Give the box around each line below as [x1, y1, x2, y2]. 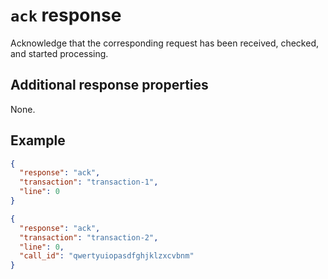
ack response [10, 4, 122, 27]
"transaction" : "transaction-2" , [19, 232, 159, 243]
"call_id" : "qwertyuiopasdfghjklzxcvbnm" [19, 251, 195, 261]
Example [10, 132, 66, 149]
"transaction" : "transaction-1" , [19, 177, 159, 188]
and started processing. [10, 47, 109, 59]
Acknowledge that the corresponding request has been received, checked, [10, 37, 320, 49]
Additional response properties [10, 77, 209, 94]
